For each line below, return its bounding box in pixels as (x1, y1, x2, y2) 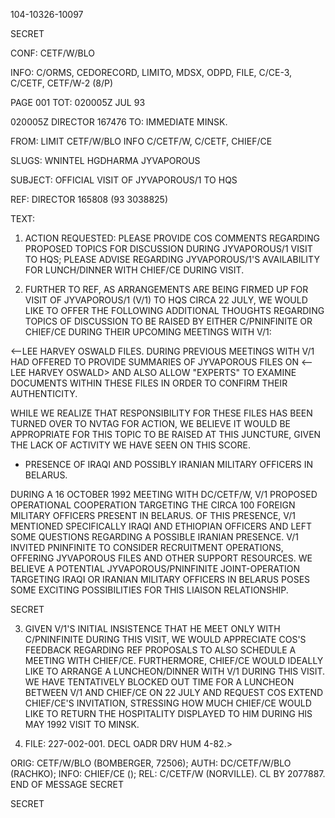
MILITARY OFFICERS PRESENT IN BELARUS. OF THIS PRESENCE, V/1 (10, 510, 296, 521)
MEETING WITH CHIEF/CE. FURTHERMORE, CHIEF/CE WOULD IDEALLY (24, 655, 324, 666)
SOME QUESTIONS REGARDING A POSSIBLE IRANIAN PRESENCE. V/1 (10, 531, 300, 543)
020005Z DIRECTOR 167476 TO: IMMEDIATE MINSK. (10, 116, 228, 128)
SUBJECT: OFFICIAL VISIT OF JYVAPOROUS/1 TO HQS (10, 174, 238, 186)
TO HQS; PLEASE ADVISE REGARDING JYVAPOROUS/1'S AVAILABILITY (24, 254, 320, 265)
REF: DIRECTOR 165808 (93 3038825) (10, 194, 168, 205)
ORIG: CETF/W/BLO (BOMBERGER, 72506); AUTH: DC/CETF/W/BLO (10, 757, 292, 769)
